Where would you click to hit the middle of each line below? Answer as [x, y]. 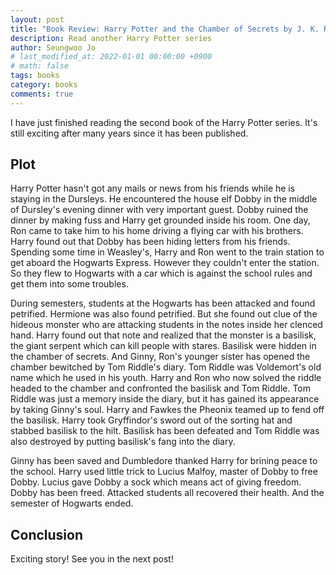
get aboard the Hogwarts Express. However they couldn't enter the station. [165, 263]
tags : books [35, 76]
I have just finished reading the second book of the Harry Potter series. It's [164, 122]
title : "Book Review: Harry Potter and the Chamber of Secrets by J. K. [165, 29]
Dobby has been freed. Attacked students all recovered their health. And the [167, 493]
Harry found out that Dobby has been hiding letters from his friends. [150, 242]
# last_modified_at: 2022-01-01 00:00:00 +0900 [111, 57]
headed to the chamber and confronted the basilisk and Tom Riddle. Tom [161, 388]
